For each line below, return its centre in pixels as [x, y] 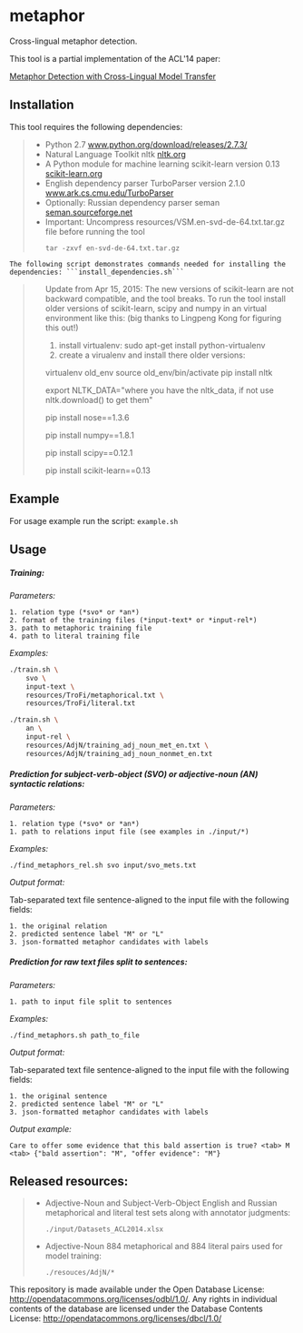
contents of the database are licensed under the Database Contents [136, 1309]
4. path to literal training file [75, 636]
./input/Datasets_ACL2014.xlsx [104, 1229]
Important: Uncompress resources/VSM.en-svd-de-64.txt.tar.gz [165, 222]
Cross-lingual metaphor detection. [73, 41]
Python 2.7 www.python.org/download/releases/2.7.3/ [146, 144]
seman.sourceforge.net [89, 212]
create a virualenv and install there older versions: [152, 355]
